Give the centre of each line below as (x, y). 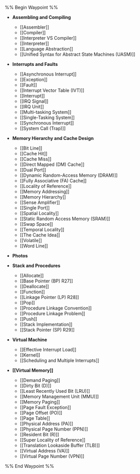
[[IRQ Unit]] (32, 106)
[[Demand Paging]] (40, 380)
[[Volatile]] (31, 240)
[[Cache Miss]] (36, 159)
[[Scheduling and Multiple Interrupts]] (60, 360)
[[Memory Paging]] (40, 402)
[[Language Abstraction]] (46, 49)
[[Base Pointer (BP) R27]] (46, 281)
